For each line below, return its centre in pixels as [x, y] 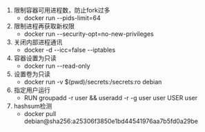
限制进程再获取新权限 [44, 26]
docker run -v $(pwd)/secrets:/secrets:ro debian [93, 82]
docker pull [40, 114]
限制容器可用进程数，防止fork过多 [62, 10]
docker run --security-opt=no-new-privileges [89, 34]
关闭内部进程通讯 [38, 42]
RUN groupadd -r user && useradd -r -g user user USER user [111, 98]
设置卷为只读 [32, 74]
